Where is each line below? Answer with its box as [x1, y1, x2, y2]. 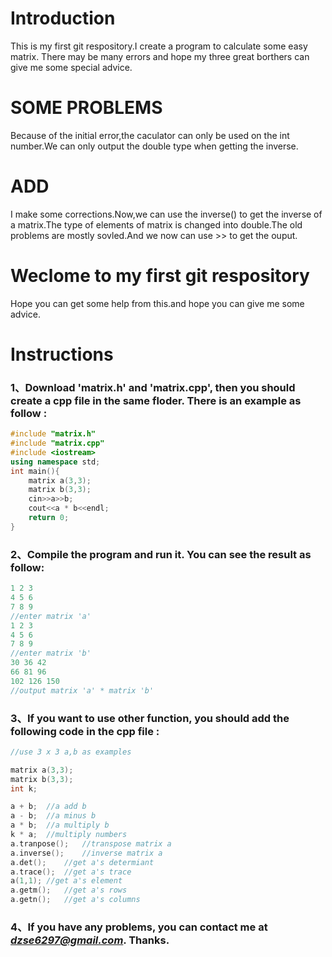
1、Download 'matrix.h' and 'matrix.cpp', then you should [10, 380, 296, 394]
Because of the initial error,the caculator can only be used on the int [10, 129, 290, 141]
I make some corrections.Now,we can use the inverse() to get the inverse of [10, 208, 323, 220]
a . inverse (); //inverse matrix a [10, 848, 163, 858]
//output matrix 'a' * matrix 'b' [10, 685, 155, 696]
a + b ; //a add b [10, 802, 87, 812]
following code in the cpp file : [10, 724, 160, 738]
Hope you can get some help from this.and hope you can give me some [10, 297, 305, 309]
